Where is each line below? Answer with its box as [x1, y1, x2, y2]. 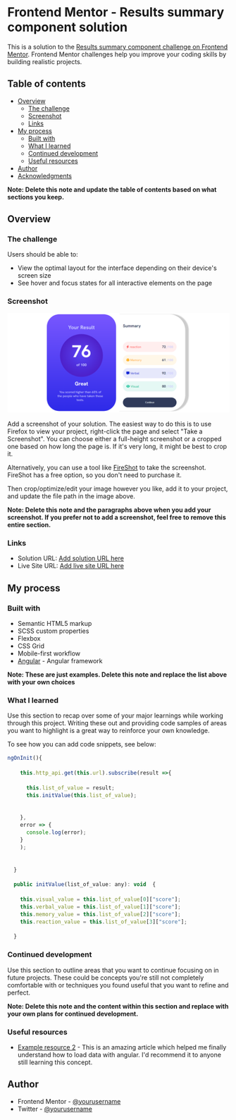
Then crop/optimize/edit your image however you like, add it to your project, [7, 484, 228, 493]
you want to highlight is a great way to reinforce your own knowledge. [7, 727, 210, 735]
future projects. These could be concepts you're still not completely [7, 973, 204, 982]
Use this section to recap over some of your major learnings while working [7, 711, 223, 720]
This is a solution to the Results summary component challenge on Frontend [7, 42, 228, 51]
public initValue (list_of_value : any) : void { [13, 881, 156, 888]
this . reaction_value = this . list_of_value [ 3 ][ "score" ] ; [20, 918, 188, 925]
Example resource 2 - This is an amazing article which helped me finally [17, 1042, 227, 1051]
